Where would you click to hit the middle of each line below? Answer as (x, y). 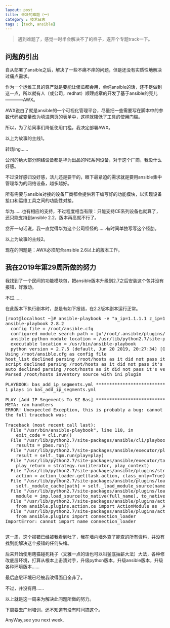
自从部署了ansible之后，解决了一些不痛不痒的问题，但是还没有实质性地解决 (84, 70)
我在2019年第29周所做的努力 (51, 268)
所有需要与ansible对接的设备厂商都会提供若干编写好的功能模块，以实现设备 (84, 194)
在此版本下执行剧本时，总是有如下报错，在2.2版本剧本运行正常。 (73, 308)
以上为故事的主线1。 (26, 138)
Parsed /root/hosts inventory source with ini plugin (73, 374)
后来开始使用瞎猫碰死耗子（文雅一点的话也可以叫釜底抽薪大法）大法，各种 (83, 554)
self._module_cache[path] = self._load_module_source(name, (92, 486)
